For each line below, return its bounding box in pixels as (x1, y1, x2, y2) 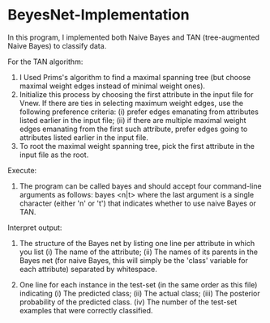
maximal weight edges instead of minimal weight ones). (19, 81, 206, 91)
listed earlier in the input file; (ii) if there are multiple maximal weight (19, 115, 246, 125)
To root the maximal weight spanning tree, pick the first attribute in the (19, 141, 255, 151)
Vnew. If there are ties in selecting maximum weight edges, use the (19, 98, 244, 108)
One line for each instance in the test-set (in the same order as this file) (19, 279, 258, 289)
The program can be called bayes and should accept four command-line (19, 181, 262, 191)
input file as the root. (19, 150, 89, 159)
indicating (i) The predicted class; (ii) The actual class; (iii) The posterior (19, 288, 260, 298)
